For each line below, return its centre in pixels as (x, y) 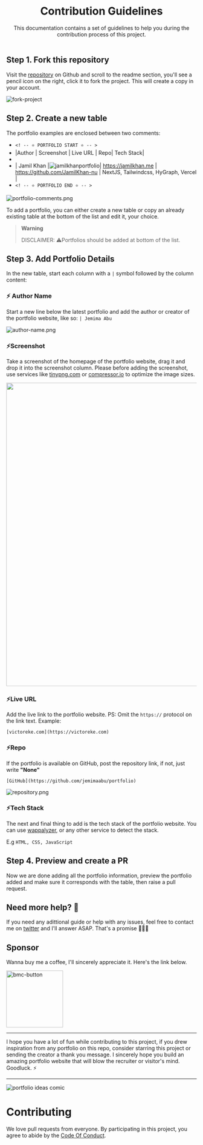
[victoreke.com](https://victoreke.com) (58, 732)
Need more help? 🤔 (43, 907)
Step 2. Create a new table (57, 119)
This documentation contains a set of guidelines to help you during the (101, 28)
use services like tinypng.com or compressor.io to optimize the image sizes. (101, 374)
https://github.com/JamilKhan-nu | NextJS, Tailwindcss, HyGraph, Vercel (106, 172)
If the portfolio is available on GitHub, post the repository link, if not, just (96, 763)
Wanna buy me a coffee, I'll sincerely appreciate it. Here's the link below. (97, 962)
